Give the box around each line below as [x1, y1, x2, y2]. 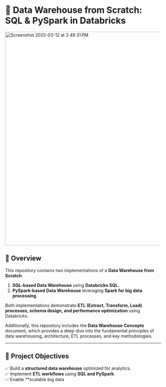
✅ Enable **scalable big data [5, 376, 64, 382]
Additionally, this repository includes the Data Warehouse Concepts [5, 322, 144, 329]
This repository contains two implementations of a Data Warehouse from [5, 267, 155, 273]
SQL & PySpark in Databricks [5, 15, 126, 26]
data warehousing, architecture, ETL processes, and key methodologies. [5, 333, 153, 339]
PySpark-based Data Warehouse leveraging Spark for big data [12, 287, 142, 293]
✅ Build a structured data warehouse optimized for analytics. [5, 365, 131, 371]
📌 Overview [5, 254, 41, 263]
